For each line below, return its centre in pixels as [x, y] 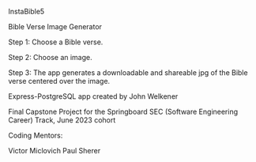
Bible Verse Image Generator [55, 26]
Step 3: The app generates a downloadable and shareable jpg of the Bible [128, 73]
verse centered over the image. [59, 81]
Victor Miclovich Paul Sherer [55, 151]
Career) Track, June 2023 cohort [62, 120]
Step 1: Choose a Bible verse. [56, 42]
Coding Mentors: [36, 135]
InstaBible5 [26, 11]
